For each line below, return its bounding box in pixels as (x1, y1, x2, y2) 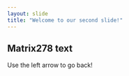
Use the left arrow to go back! (7, 61, 93, 70)
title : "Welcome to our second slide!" (7, 17, 123, 24)
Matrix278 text (7, 43, 73, 54)
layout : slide (7, 10, 49, 17)
